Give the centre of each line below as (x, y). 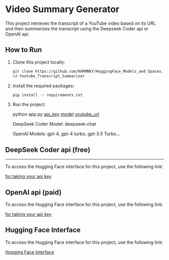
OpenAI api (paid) (33, 192)
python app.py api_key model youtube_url (56, 114)
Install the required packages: (43, 86)
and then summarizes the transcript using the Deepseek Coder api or (77, 28)
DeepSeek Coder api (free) (48, 150)
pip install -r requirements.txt (48, 95)
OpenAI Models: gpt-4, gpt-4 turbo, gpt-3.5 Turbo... (66, 134)
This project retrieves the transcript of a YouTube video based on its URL (80, 23)
